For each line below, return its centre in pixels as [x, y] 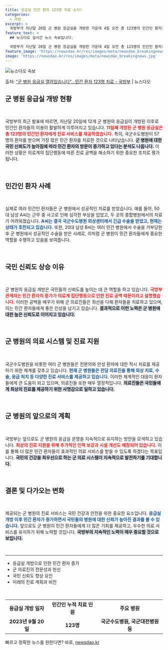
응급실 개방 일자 [27, 608]
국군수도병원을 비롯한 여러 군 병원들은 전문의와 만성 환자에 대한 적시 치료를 [78, 364]
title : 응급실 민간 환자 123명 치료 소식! [44, 10]
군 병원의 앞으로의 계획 [38, 416]
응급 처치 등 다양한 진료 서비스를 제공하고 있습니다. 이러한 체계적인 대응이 [82, 376]
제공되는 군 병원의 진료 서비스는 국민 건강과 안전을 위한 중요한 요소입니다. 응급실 [83, 513]
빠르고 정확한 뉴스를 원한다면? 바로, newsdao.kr [52, 642]
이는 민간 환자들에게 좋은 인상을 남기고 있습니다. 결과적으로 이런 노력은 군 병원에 [83, 308]
